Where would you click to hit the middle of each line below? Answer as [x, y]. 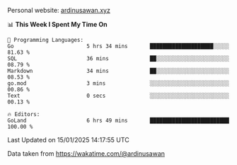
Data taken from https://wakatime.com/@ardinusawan [86, 154]
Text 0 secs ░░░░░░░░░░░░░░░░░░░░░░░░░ [118, 96]
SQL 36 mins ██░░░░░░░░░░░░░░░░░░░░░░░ [118, 59]
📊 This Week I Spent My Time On [57, 24]
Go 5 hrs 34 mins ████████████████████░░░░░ [118, 46]
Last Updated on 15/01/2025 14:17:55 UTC [68, 140]
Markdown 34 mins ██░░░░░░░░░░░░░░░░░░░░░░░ [118, 71]
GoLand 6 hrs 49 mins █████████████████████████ [118, 120]
